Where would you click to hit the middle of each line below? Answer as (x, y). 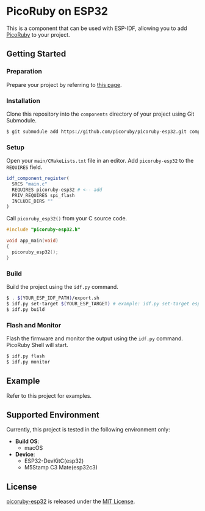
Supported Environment (53, 415)
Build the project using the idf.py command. (63, 287)
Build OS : (27, 441)
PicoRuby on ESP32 (57, 11)
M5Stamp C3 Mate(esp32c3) (61, 468)
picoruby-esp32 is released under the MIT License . (71, 502)
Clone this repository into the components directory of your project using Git (100, 114)
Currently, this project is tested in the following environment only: (88, 430)
